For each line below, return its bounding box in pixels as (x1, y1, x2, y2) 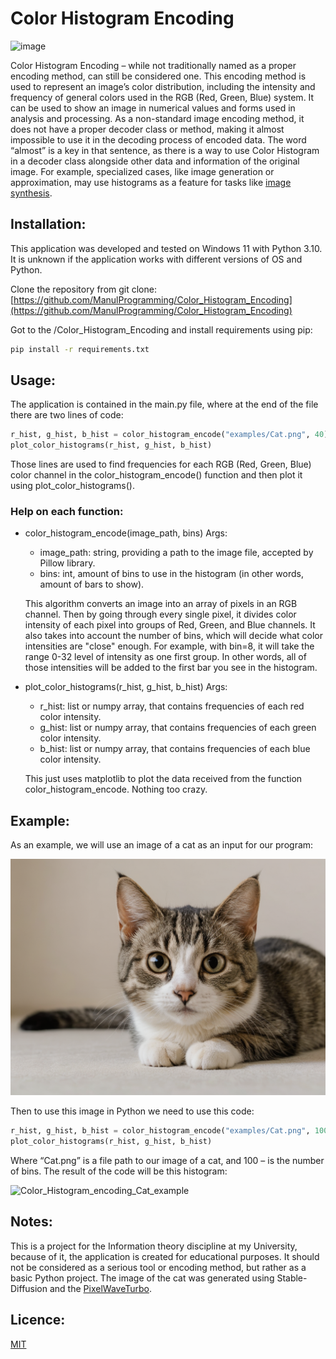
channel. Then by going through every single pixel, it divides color (24, 608, 297, 621)
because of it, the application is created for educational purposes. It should (10, 1250, 320, 1262)
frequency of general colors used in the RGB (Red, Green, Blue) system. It (10, 91, 315, 103)
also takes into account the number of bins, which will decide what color (24, 630, 323, 642)
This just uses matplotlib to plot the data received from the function (24, 773, 303, 785)
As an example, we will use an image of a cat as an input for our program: (10, 839, 314, 851)
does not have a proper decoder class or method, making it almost (10, 123, 285, 135)
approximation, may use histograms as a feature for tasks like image (10, 176, 292, 188)
